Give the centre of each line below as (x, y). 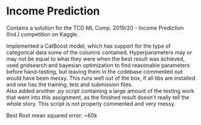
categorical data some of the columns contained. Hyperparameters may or (99, 52)
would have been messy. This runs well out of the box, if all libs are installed (101, 78)
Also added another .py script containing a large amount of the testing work (101, 91)
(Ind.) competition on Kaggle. (43, 34)
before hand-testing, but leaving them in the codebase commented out (94, 71)
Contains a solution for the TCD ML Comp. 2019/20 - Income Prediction (95, 28)
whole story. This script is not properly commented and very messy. (91, 103)
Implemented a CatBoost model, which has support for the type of (88, 46)
